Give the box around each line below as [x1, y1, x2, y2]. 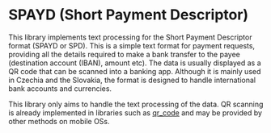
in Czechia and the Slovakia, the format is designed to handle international [8, 75, 256, 85]
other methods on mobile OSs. [8, 116, 111, 126]
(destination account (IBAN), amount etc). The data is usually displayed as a [8, 58, 261, 68]
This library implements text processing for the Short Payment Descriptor [8, 32, 252, 42]
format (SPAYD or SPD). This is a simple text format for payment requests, [8, 40, 256, 50]
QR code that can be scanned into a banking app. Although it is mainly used [8, 66, 261, 76]
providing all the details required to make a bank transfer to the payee [8, 49, 240, 59]
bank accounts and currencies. [8, 83, 112, 94]
